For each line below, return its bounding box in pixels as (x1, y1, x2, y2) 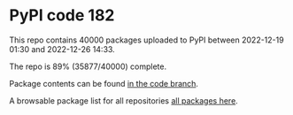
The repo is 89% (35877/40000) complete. (9, 61, 166, 72)
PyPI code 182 (9, 5, 115, 26)
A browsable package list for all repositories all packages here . (9, 95, 239, 106)
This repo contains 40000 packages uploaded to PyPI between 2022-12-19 (9, 34, 285, 45)
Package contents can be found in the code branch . (9, 78, 199, 88)
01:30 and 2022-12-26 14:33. (9, 43, 115, 54)
